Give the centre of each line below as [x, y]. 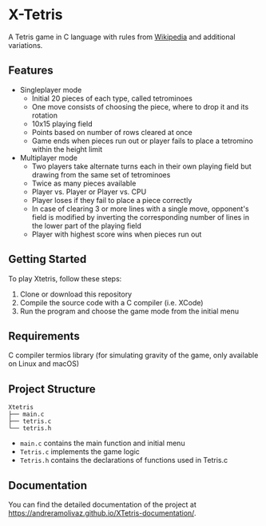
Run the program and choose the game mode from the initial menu [129, 311]
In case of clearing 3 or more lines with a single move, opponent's [140, 209]
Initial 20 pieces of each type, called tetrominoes [112, 98]
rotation [45, 115]
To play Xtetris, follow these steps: [65, 278]
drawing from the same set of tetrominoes [101, 174]
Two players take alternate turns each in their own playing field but [141, 166]
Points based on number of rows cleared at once [112, 132]
